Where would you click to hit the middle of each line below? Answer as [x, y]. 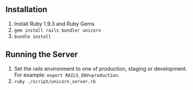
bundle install [33, 37]
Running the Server [42, 55]
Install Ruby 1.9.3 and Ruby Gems [54, 23]
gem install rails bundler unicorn [57, 30]
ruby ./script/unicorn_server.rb [55, 81]
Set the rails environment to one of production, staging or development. [100, 68]
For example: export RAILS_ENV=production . [67, 75]
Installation [26, 10]
